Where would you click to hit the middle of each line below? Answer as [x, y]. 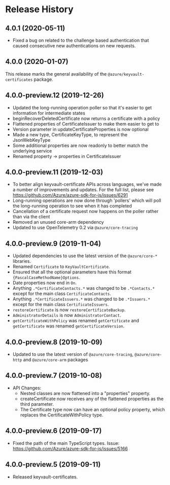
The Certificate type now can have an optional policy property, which [92, 409]
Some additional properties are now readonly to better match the [80, 145]
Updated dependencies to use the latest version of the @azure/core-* [85, 256]
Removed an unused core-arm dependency [58, 222]
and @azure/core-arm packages [56, 360]
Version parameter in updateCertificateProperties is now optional [80, 129]
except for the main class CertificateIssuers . [61, 305]
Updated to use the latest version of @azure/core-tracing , [73, 354]
